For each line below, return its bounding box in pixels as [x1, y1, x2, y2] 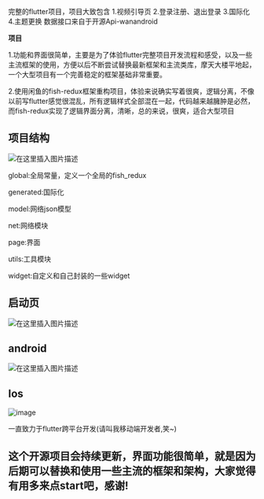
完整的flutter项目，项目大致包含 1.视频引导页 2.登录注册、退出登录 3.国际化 [8, 7, 250, 16]
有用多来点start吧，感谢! [8, 479, 129, 492]
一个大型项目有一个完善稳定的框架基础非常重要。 [8, 70, 167, 79]
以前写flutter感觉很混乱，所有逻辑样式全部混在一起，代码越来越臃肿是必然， [8, 97, 255, 105]
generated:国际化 [8, 187, 64, 197]
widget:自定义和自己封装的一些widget [8, 271, 130, 280]
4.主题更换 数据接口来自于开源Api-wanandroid [8, 17, 159, 26]
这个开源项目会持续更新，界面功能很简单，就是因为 [8, 449, 256, 463]
